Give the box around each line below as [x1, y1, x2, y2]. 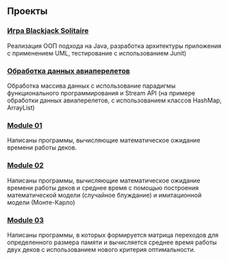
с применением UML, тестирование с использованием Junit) [7, 49, 187, 57]
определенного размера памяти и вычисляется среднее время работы [7, 238, 217, 246]
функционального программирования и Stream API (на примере [7, 88, 196, 97]
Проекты [7, 5, 48, 17]
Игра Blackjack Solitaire [7, 26, 89, 36]
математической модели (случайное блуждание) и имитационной [7, 191, 202, 199]
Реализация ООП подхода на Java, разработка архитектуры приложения [7, 41, 221, 50]
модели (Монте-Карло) [7, 198, 75, 206]
